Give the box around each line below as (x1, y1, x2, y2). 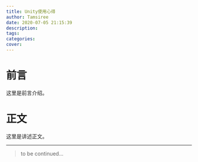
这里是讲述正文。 (6, 133, 48, 140)
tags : (6, 31, 19, 37)
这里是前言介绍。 (6, 89, 48, 96)
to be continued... (20, 150, 64, 157)
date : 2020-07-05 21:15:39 (6, 19, 72, 25)
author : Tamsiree (6, 14, 49, 20)
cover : (6, 42, 22, 48)
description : (6, 25, 38, 31)
